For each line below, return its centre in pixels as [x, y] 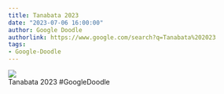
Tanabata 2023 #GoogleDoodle [59, 82]
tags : [17, 45]
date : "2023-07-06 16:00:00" [56, 23]
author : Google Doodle [45, 30]
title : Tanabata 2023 [44, 15]
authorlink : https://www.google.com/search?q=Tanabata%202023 [112, 37]
